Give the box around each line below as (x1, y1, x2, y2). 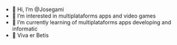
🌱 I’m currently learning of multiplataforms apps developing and (12, 19, 172, 26)
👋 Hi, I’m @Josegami (12, 6, 64, 13)
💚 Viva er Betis (12, 32, 49, 39)
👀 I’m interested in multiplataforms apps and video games (12, 12, 156, 19)
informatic (12, 25, 38, 32)
